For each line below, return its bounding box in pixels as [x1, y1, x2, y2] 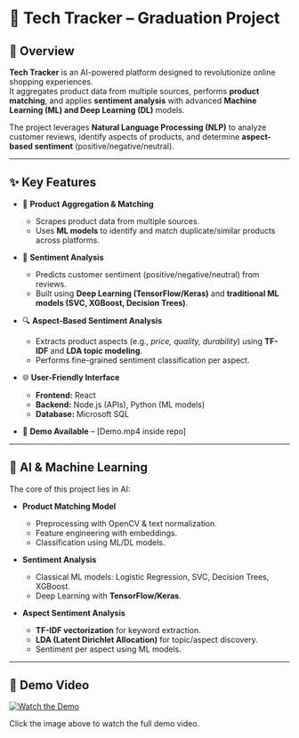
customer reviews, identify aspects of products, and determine [9, 132, 240, 141]
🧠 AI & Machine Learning [9, 460, 149, 475]
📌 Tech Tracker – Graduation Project [9, 8, 280, 28]
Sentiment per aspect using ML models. [35, 644, 182, 654]
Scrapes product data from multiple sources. [35, 215, 200, 226]
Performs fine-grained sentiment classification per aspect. [35, 355, 250, 365]
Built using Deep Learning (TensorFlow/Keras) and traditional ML [35, 288, 279, 299]
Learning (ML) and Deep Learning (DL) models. [9, 105, 185, 115]
